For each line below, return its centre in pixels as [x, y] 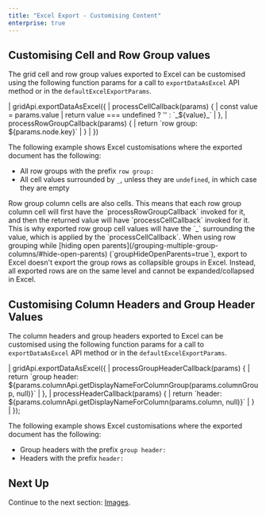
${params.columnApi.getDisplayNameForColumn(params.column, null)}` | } [131, 402]
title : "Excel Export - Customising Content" [85, 15]
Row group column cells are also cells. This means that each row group [125, 203]
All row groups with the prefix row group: [87, 171]
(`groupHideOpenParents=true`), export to [178, 254]
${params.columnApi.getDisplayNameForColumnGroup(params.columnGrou [133, 385]
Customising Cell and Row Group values [109, 55]
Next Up [29, 483]
